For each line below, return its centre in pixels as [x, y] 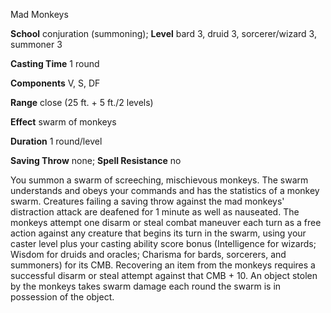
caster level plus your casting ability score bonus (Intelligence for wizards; [163, 243]
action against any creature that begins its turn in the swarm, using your [158, 233]
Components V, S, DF [55, 83]
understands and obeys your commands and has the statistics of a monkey [165, 190]
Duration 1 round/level [56, 141]
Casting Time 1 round [55, 63]
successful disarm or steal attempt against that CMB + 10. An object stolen [164, 275]
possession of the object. [62, 297]
